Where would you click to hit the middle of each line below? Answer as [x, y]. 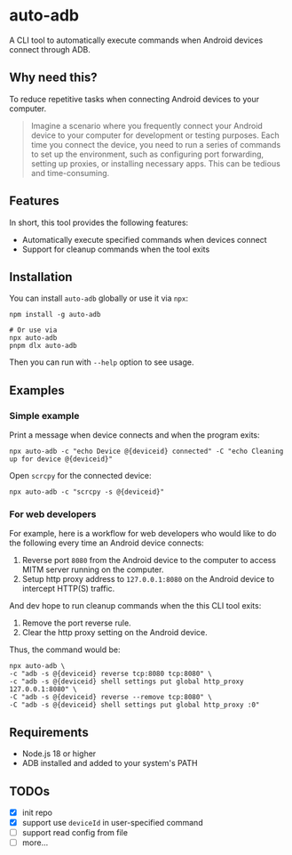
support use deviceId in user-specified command [112, 823]
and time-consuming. [70, 173]
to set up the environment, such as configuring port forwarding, [147, 154]
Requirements [49, 732]
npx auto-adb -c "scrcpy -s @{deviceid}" [87, 492]
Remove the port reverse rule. [76, 623]
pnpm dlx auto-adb [43, 346]
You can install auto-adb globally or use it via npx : [99, 298]
